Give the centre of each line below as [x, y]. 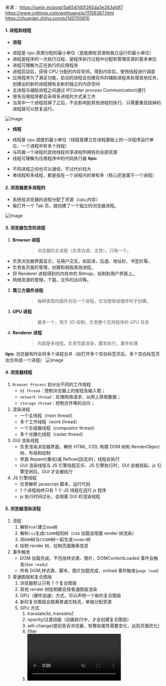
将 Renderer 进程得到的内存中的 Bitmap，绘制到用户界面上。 [75, 274]
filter [32, 631]
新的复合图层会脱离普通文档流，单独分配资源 [66, 602]
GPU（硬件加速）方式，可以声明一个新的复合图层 [70, 596]
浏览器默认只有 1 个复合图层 [48, 583]
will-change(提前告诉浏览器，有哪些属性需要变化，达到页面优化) [93, 626]
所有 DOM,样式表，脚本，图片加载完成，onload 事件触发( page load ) [89, 571]
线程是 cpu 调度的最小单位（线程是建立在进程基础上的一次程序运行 [81, 140]
